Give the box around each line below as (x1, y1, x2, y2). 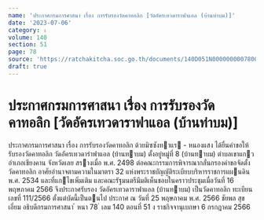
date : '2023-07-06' (8, 19, 72, 27)
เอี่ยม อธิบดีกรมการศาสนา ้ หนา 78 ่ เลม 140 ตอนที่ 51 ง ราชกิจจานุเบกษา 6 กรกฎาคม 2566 (8, 202, 251, 211)
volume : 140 (8, 33, 47, 42)
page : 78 (8, 48, 37, 56)
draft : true (8, 63, 47, 71)
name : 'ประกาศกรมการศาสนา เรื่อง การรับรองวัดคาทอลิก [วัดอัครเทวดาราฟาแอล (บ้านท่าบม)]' (8, 11, 236, 20)
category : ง (8, 26, 46, 34)
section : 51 (8, 41, 47, 49)
